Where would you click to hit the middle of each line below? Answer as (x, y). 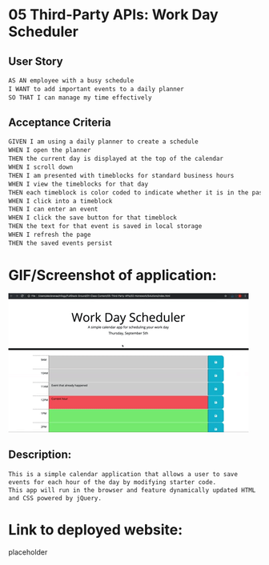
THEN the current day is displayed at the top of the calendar (116, 159)
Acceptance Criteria (60, 123)
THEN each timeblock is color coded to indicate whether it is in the (128, 192)
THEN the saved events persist (60, 243)
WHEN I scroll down (41, 167)
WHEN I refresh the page (50, 235)
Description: (40, 455)
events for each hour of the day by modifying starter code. (112, 482)
